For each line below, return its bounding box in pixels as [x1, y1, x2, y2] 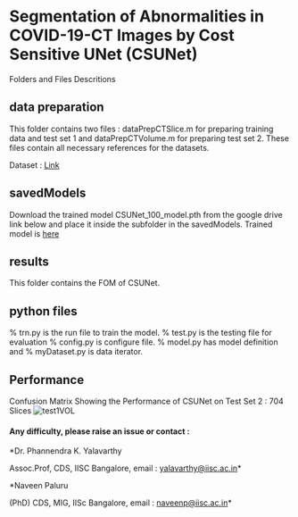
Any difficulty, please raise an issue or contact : [9, 426, 190, 437]
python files [9, 304, 78, 319]
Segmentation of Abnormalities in [9, 6, 265, 27]
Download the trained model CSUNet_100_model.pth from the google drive [9, 209, 283, 220]
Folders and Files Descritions [9, 73, 116, 84]
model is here [9, 228, 60, 238]
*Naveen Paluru [9, 480, 69, 491]
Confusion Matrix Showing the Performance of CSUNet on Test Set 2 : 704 [9, 396, 284, 406]
